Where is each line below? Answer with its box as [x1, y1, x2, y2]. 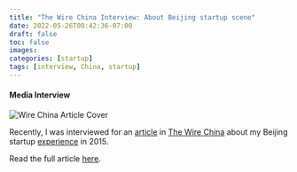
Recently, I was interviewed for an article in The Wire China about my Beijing [9, 127, 288, 137]
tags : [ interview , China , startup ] [9, 63, 141, 72]
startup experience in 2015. [9, 137, 109, 147]
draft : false [9, 29, 58, 38]
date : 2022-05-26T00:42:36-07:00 [9, 21, 133, 30]
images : [9, 46, 38, 55]
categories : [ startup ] [9, 54, 93, 63]
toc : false [9, 37, 50, 47]
